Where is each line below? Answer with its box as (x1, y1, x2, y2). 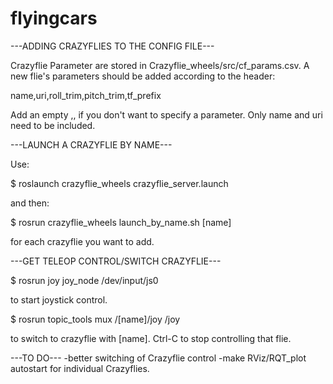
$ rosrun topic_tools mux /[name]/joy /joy (10, 313, 181, 325)
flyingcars (10, 7, 98, 30)
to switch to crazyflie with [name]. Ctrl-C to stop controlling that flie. (10, 332, 292, 344)
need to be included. (10, 119, 96, 131)
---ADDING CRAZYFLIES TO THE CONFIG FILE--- (10, 40, 215, 52)
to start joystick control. (10, 293, 108, 306)
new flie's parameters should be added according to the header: (10, 70, 276, 82)
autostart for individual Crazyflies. (10, 362, 150, 374)
